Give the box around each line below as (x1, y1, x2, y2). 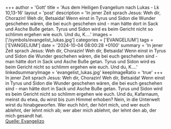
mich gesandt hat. (5, 113, 43, 119)
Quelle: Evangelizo (5, 118, 44, 124)
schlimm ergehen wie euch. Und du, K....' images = (5, 32, 112, 37)
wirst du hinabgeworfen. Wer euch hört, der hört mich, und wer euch (5, 102, 150, 108)
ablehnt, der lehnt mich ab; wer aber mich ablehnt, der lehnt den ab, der (5, 107, 157, 113)
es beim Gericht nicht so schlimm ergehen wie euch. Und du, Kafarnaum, (5, 91, 159, 97)
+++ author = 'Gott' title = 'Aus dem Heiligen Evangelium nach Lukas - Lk (5, 5, 159, 10)
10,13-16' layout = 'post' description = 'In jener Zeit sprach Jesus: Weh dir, (5, 10, 161, 16)
